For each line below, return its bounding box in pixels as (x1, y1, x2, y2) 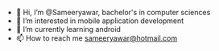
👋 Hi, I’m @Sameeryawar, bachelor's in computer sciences (15, 8, 211, 17)
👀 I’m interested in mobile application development (15, 16, 184, 25)
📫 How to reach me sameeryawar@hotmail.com (15, 33, 178, 43)
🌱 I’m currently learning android (15, 25, 121, 33)
